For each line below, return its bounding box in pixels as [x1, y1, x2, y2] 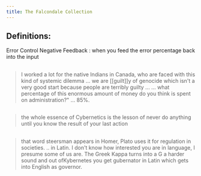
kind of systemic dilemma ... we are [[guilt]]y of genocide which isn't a [20, 77, 195, 84]
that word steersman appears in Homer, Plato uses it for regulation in [20, 138, 191, 145]
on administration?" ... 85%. [20, 96, 90, 103]
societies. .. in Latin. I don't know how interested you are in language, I [20, 144, 195, 151]
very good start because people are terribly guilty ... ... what [20, 83, 170, 91]
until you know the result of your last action [20, 120, 128, 127]
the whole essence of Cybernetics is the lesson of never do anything [20, 114, 191, 121]
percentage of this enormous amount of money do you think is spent [20, 90, 191, 97]
